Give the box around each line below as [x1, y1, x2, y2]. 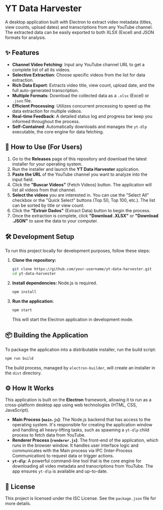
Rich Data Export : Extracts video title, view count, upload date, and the [12, 82, 155, 88]
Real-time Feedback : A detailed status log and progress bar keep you [12, 113, 152, 119]
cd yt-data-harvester [12, 271, 56, 276]
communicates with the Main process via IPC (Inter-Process [12, 448, 133, 454]
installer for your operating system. [12, 161, 83, 167]
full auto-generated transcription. [12, 87, 79, 93]
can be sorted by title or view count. [12, 202, 85, 208]
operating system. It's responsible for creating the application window [12, 422, 152, 428]
